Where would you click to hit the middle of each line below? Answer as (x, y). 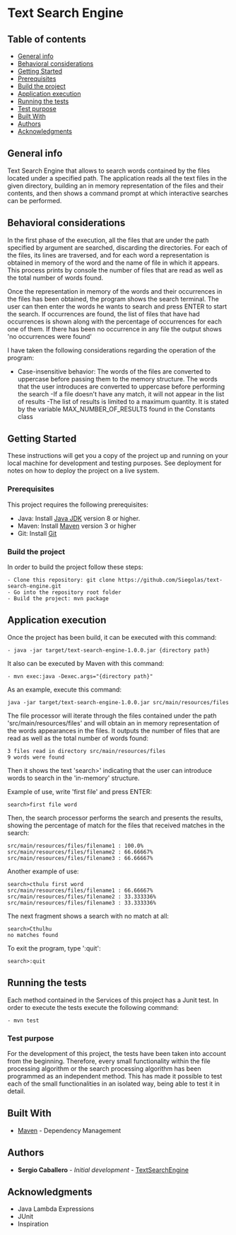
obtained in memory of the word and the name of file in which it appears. (113, 263)
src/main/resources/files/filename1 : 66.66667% (80, 890)
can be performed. (35, 200)
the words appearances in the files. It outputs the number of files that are (114, 730)
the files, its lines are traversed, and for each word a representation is (108, 255)
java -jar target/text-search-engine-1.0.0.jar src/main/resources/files (118, 702)
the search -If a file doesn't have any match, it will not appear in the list (121, 394)
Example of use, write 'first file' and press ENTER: (79, 791)
